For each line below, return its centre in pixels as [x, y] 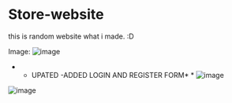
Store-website [56, 15]
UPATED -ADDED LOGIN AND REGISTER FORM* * [113, 75]
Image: [19, 51]
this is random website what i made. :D [71, 36]
